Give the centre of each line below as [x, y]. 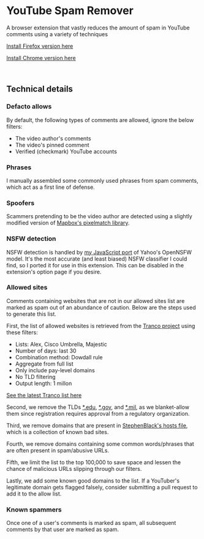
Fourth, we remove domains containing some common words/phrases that [100, 444]
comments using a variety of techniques [57, 34]
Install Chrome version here [41, 58]
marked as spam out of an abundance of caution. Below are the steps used [101, 307]
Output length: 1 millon [43, 383]
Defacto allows [29, 107]
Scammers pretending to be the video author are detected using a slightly [100, 216]
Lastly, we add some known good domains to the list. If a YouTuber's [93, 480]
